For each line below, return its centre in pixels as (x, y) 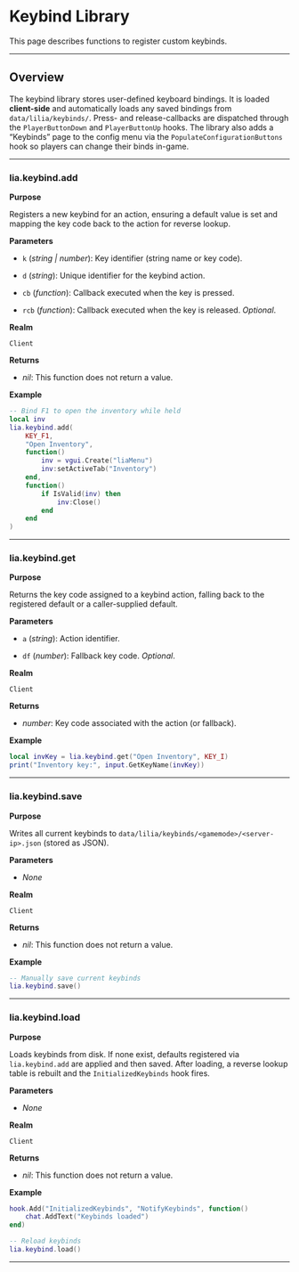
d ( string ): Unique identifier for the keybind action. (113, 276)
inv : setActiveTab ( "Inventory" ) (99, 469)
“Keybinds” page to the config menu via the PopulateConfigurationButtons (146, 136)
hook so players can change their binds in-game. (99, 146)
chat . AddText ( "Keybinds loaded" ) (87, 1217)
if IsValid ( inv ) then (81, 493)
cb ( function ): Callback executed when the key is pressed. (128, 293)
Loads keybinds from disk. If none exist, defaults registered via (125, 1054)
